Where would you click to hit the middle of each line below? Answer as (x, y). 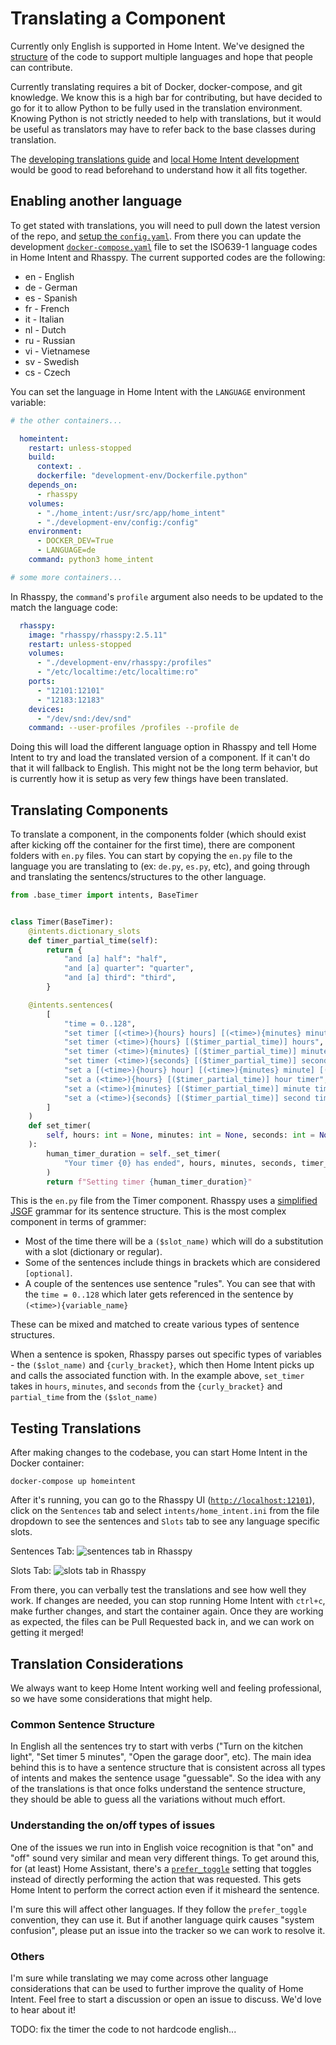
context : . (59, 467)
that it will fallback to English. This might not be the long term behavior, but (164, 768)
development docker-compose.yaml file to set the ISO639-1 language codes (164, 246)
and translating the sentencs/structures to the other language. (138, 877)
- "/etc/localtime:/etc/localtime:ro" (117, 672)
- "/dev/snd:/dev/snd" (84, 718)
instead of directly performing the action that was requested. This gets (156, 1879)
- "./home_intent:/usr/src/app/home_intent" (131, 513)
